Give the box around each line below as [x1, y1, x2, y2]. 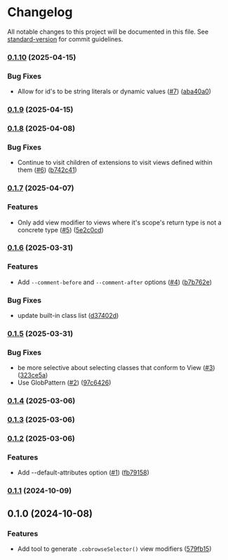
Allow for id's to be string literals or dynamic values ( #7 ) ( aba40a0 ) [17, 87, 212, 95]
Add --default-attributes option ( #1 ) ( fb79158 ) [17, 468, 149, 477]
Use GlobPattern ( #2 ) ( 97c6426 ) [17, 378, 112, 387]
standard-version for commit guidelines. [7, 34, 123, 43]
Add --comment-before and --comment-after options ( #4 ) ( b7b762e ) [17, 278, 213, 286]
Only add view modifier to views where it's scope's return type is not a [17, 218, 222, 227]
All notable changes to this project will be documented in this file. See [7, 27, 209, 36]
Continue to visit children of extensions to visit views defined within [17, 159, 213, 167]
